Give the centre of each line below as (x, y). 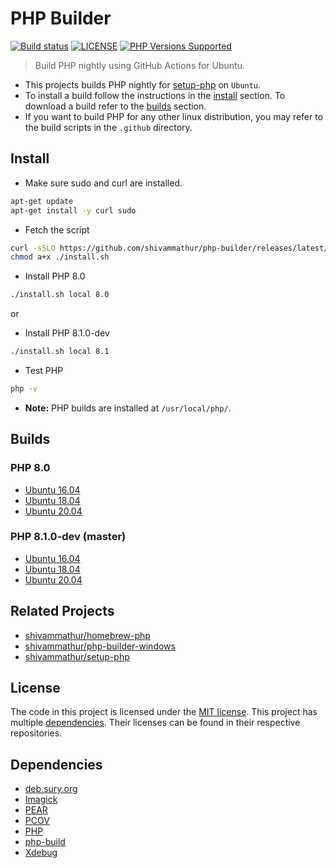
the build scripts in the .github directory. (108, 127)
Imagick (41, 799)
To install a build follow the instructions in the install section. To (155, 95)
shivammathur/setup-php (77, 656)
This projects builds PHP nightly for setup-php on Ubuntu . (143, 84)
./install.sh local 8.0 (60, 295)
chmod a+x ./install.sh (60, 257)
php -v (24, 389)
